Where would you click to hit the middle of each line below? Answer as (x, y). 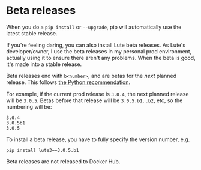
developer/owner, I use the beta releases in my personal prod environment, (99, 51)
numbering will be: (29, 106)
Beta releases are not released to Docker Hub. (63, 161)
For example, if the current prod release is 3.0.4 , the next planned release (97, 94)
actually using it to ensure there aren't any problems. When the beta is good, (101, 58)
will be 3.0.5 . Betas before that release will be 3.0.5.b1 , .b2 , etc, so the (94, 100)
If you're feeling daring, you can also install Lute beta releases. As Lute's (96, 45)
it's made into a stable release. (44, 64)
